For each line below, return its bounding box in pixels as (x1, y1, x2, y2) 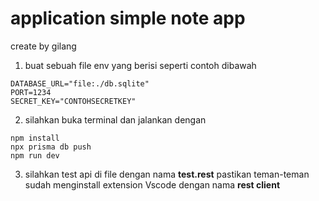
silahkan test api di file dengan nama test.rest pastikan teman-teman (24, 168, 310, 180)
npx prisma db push (10, 142, 92, 152)
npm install (10, 133, 60, 143)
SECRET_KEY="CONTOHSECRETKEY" (10, 96, 137, 106)
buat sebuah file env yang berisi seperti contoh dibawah (24, 59, 257, 71)
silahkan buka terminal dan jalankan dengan (24, 113, 207, 126)
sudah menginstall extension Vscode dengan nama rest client (24, 178, 281, 191)
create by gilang (10, 40, 77, 52)
